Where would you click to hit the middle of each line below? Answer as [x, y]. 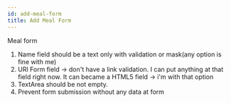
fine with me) [37, 61]
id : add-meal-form [34, 14]
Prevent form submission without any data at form [91, 92]
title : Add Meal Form [39, 20]
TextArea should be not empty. [63, 84]
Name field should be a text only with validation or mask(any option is [119, 54]
